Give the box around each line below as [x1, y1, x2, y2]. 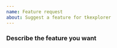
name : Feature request [6, 8, 63, 15]
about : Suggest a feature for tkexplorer [6, 14, 112, 20]
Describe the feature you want [6, 34, 97, 43]
